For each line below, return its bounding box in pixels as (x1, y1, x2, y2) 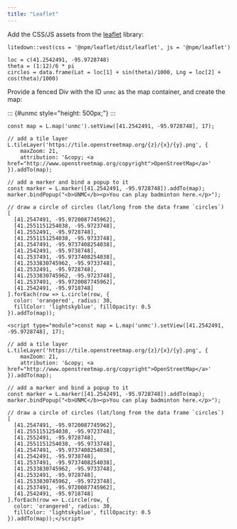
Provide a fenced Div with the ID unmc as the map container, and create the (7, 87, 226, 96)
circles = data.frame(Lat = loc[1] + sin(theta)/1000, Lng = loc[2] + (7, 68, 221, 75)
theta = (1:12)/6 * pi (7, 62, 75, 70)
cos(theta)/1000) (7, 75, 59, 82)
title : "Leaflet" (7, 10, 59, 18)
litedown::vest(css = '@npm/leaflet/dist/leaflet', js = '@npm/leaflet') (7, 43, 231, 51)
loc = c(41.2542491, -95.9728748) (7, 56, 110, 63)
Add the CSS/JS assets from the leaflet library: (7, 30, 144, 38)
